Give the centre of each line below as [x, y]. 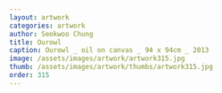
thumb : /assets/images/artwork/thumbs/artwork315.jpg [111, 67]
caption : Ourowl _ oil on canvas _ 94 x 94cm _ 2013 [109, 50]
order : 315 [29, 75]
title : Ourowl [36, 42]
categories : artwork [48, 26]
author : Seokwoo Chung [51, 34]
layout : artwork [39, 17]
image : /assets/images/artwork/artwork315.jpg [97, 58]
